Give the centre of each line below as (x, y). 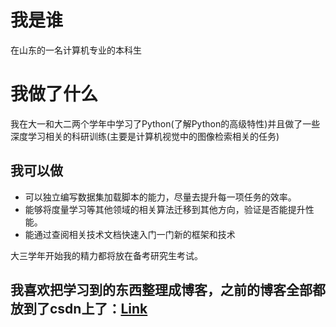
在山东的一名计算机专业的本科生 (76, 50)
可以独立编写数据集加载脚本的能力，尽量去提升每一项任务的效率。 (160, 197)
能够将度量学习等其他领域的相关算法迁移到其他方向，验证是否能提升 (165, 209)
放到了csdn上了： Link (79, 309)
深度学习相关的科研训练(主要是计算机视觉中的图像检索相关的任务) (145, 136)
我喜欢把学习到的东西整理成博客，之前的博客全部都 (168, 290)
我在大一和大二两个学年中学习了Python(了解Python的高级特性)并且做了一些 (165, 123)
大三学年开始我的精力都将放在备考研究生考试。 (106, 255)
